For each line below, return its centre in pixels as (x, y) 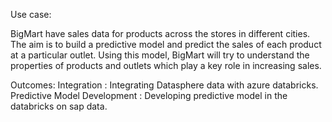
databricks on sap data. (59, 106)
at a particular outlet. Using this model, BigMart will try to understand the (160, 55)
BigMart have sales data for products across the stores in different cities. (160, 33)
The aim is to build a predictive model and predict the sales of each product (166, 44)
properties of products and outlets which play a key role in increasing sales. (166, 65)
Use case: (31, 14)
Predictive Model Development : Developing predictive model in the (149, 95)
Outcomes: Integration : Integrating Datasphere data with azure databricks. (164, 85)
